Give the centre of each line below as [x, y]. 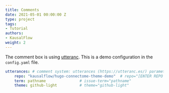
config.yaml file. [22, 62]
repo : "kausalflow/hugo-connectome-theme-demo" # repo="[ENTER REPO [89, 76]
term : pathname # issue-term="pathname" [73, 81]
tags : [11, 24]
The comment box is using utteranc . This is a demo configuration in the [79, 57]
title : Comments [22, 10]
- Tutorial [17, 29]
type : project [20, 19]
